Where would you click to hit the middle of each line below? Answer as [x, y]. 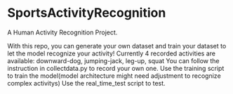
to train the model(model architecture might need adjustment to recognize [114, 76]
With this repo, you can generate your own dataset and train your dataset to [117, 46]
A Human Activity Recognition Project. [62, 32]
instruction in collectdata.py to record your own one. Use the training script [116, 68]
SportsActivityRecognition [87, 13]
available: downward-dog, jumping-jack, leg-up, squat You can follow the [113, 60]
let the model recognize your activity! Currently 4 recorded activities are [112, 53]
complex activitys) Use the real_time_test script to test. [87, 83]
